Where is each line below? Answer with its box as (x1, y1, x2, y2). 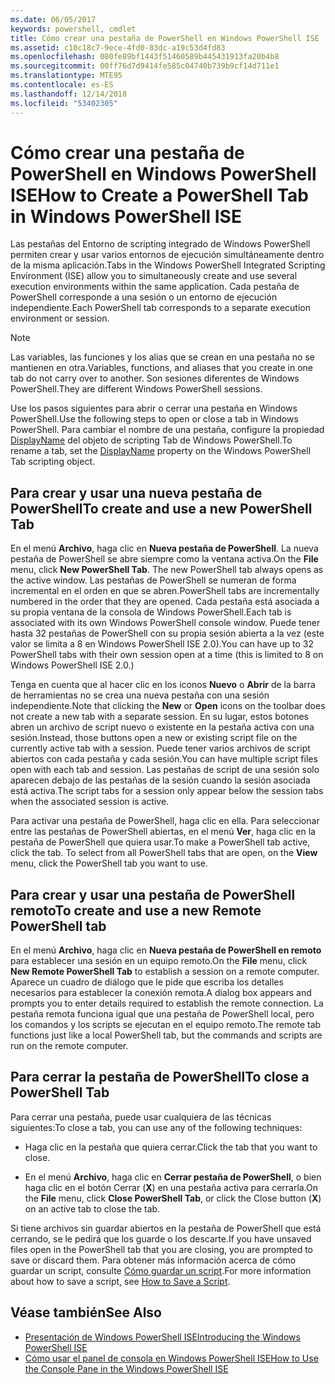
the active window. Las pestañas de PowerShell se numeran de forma (10, 574, 297, 586)
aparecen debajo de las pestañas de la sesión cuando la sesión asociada (10, 774, 311, 786)
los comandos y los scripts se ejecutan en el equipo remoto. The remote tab (10, 1019, 322, 1031)
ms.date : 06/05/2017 (10, 14, 97, 25)
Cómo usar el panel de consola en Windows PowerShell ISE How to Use (24, 1352, 319, 1364)
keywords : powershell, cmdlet (10, 24, 137, 34)
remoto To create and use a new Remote (10, 902, 262, 919)
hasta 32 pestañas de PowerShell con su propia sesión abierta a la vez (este (10, 627, 325, 640)
